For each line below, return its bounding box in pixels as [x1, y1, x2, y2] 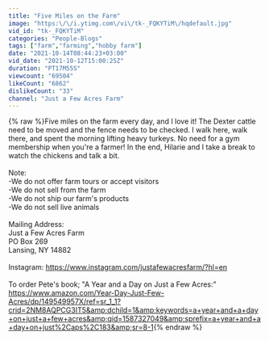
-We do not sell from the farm [8, 185, 106, 195]
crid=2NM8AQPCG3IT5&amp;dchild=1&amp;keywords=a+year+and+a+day [8, 305, 259, 315]
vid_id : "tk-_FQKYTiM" [8, 27, 85, 35]
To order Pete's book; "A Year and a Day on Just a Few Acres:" [8, 279, 217, 289]
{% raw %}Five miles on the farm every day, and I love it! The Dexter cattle [8, 116, 256, 126]
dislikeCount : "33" [8, 86, 74, 95]
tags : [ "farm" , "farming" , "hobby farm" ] [8, 42, 143, 50]
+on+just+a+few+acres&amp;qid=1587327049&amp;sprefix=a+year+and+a [8, 314, 262, 324]
